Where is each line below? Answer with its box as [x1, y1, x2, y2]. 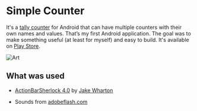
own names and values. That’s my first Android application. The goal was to [6, 30, 191, 37]
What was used [6, 71, 65, 81]
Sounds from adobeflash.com [14, 98, 88, 105]
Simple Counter [6, 4, 85, 18]
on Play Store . [6, 43, 40, 50]
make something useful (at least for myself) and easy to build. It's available [6, 36, 189, 43]
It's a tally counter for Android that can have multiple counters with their [6, 24, 182, 31]
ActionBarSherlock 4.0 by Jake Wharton [14, 87, 113, 94]
